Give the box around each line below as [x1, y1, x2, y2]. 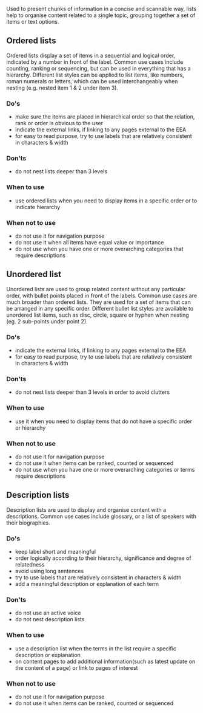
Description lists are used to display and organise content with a [6, 506, 167, 513]
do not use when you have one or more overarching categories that [15, 246, 184, 252]
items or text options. [6, 18, 59, 25]
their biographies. [6, 519, 50, 526]
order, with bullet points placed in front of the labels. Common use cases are [6, 292, 198, 299]
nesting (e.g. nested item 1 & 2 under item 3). [6, 84, 118, 91]
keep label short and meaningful [15, 548, 96, 556]
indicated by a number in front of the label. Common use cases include [6, 58, 184, 66]
